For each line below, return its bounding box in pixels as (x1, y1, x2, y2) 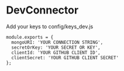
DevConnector (6, 4, 79, 17)
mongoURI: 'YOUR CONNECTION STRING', (11, 39, 104, 45)
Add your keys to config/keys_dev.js (6, 23, 94, 30)
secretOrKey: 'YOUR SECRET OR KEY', (11, 45, 101, 50)
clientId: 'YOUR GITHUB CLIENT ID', (11, 49, 101, 56)
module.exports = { (6, 34, 54, 40)
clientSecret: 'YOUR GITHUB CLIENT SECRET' (11, 55, 119, 60)
